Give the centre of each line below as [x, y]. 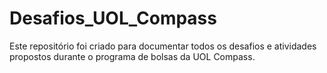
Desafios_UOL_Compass [113, 18]
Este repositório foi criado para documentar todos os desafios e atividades [163, 46]
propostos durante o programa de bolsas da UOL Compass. [132, 56]
